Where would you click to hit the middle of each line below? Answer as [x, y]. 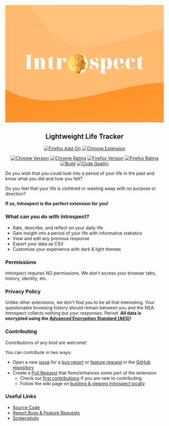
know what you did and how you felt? [44, 179]
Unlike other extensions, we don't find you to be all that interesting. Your [80, 303]
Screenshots [26, 418]
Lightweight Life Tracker [84, 136]
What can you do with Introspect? [47, 217]
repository [23, 367]
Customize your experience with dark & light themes [67, 249]
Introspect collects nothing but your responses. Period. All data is [73, 313]
